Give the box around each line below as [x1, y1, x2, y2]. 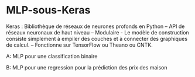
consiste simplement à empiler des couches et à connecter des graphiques [6, 35, 188, 42]
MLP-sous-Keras [6, 3, 91, 17]
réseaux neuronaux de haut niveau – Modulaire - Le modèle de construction [6, 29, 189, 36]
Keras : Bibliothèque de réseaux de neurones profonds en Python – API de [6, 23, 185, 30]
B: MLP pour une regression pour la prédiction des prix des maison [6, 64, 168, 71]
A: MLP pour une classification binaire [6, 52, 98, 60]
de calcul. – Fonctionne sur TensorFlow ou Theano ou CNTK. [6, 41, 153, 48]
